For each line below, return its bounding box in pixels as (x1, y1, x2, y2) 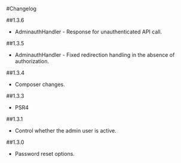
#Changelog (6, 5, 37, 12)
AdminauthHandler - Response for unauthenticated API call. (14, 28, 162, 35)
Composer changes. (14, 81, 65, 88)
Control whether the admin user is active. (14, 127, 116, 134)
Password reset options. (14, 150, 75, 157)
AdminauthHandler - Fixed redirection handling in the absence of (14, 51, 175, 59)
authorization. (14, 58, 50, 64)
